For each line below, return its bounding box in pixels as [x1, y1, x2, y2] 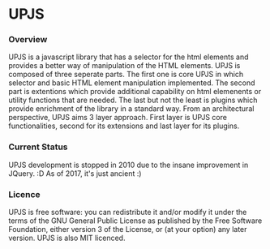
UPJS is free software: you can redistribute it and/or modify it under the [8, 208, 247, 217]
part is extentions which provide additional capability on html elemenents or [8, 87, 262, 97]
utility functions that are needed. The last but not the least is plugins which [8, 95, 258, 105]
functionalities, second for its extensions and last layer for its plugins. [8, 121, 240, 131]
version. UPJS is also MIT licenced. [8, 233, 126, 243]
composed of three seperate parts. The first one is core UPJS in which [8, 70, 244, 79]
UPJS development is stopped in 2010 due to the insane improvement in [8, 160, 249, 170]
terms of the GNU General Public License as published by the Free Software [8, 216, 263, 225]
